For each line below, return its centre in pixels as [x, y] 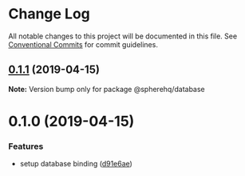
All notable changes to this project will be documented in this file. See [123, 36]
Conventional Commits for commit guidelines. [83, 44]
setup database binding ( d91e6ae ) [76, 164]
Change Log [49, 14]
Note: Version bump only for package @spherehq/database [107, 89]
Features [26, 146]
